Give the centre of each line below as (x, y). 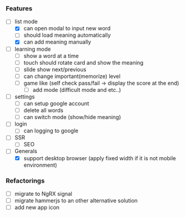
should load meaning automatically (67, 35)
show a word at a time (51, 56)
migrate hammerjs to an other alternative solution (76, 200)
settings (25, 96)
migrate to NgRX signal (43, 193)
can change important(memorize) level (72, 76)
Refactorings (25, 181)
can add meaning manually (57, 42)
